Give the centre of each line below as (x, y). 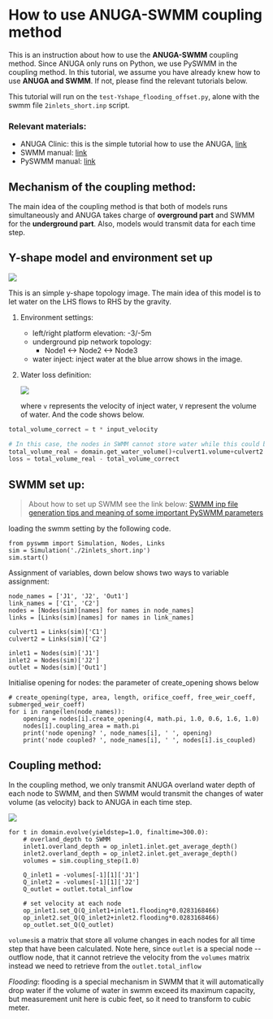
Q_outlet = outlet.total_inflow (78, 889)
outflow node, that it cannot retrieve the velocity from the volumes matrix (129, 957)
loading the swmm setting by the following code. (90, 529)
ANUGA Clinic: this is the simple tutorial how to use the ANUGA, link (134, 144)
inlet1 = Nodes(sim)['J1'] (54, 654)
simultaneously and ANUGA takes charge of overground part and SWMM (132, 215)
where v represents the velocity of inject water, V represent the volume (139, 405)
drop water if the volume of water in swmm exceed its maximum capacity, (132, 990)
